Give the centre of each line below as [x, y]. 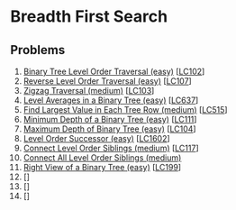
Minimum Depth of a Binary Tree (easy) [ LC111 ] [110, 119]
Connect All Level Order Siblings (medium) [102, 158]
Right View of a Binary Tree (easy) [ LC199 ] [102, 167]
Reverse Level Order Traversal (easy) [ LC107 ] [107, 81]
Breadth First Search [89, 17]
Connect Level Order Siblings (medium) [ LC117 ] [111, 148]
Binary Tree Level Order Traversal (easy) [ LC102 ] [114, 71]
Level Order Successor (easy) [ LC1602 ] [96, 138]
